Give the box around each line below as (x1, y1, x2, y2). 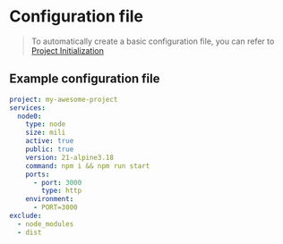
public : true (25, 145, 74, 154)
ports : (25, 170, 50, 179)
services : (9, 103, 47, 113)
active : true (25, 137, 74, 146)
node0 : (17, 112, 42, 121)
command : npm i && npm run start (25, 161, 150, 171)
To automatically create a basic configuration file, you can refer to (30, 36, 275, 46)
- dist (17, 228, 42, 237)
